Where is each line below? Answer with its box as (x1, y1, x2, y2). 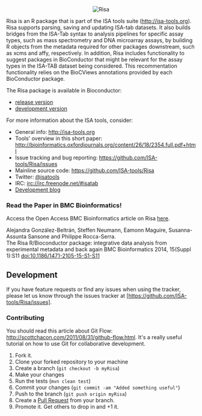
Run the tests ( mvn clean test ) (14, 377, 91, 385)
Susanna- (168, 226, 193, 234)
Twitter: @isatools (14, 173, 60, 181)
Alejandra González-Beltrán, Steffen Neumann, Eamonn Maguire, (6, 226, 167, 234)
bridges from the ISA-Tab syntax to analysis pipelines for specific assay (6, 30, 184, 37)
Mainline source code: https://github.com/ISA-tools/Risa (14, 167, 155, 174)
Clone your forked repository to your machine (14, 358, 128, 365)
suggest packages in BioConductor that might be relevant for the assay (6, 56, 183, 63)
